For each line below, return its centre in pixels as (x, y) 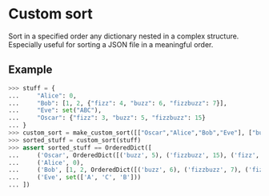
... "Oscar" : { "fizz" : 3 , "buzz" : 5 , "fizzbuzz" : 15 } (107, 118)
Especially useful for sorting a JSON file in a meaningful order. (111, 44)
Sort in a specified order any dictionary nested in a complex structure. (124, 36)
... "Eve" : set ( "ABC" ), (55, 110)
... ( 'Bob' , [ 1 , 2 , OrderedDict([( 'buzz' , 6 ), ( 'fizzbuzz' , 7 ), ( (128, 170)
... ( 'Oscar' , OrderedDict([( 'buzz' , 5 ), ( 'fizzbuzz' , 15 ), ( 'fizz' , (134, 155)
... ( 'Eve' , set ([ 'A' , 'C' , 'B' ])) (75, 178)
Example (30, 70)
